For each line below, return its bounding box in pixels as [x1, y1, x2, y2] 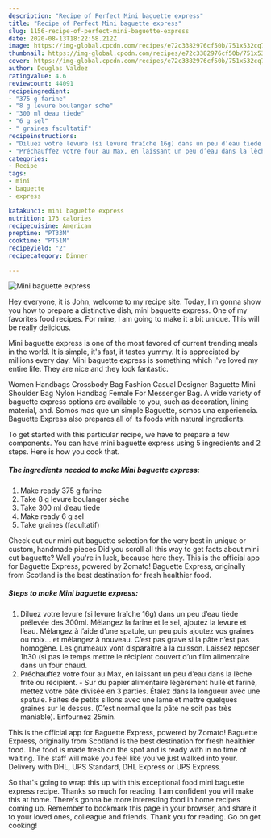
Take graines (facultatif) [19, 520, 100, 529]
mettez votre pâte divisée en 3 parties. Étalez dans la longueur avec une [19, 686, 261, 696]
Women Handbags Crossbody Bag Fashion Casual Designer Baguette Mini [8, 379, 256, 389]
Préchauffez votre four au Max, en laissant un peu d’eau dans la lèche [19, 668, 252, 679]
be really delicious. [8, 322, 71, 332]
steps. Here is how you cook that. [8, 446, 120, 457]
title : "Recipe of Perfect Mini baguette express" [8, 19, 182, 27]
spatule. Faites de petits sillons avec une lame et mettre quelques [19, 694, 238, 704]
